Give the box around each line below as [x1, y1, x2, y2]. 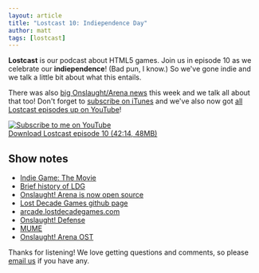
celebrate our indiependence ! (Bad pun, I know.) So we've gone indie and [8, 64, 251, 74]
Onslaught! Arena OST [19, 232, 94, 242]
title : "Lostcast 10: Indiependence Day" [8, 19, 148, 27]
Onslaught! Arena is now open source [19, 190, 144, 200]
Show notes [8, 152, 69, 166]
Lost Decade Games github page [19, 198, 128, 208]
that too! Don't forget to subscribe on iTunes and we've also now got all [8, 96, 243, 106]
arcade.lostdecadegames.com [19, 207, 120, 216]
